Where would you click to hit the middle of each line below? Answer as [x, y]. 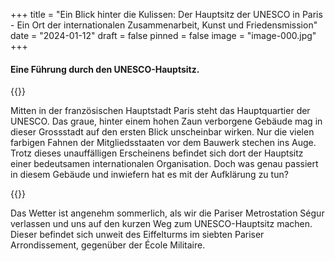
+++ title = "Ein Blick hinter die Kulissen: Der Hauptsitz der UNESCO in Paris [166, 14]
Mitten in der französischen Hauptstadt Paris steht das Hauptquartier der [160, 111]
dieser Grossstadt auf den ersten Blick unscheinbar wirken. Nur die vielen [162, 132]
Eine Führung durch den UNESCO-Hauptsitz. [105, 69]
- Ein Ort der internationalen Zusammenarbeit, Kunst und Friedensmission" [164, 25]
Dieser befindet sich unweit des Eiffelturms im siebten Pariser [137, 235]
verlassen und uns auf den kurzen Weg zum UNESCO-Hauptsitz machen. [161, 224]
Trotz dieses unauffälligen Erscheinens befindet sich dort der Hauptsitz [157, 153]
